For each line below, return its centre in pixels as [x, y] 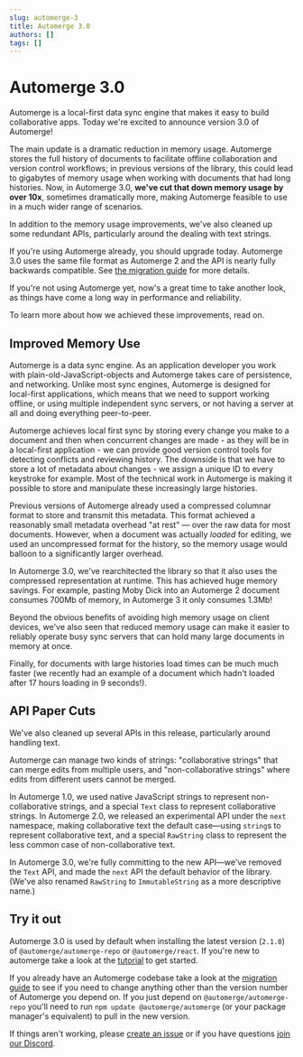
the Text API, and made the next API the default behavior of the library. [141, 871]
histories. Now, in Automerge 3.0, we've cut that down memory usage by [147, 188]
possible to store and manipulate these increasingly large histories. [133, 488]
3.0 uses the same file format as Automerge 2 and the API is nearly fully [143, 261]
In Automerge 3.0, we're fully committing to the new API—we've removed [146, 862]
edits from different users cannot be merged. [93, 779]
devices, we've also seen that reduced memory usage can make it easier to [150, 627]
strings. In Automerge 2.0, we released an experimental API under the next [148, 816]
